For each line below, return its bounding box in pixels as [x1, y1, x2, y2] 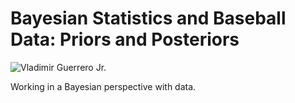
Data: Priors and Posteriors [10, 28, 240, 51]
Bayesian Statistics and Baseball [10, 7, 287, 30]
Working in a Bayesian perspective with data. [10, 80, 197, 92]
